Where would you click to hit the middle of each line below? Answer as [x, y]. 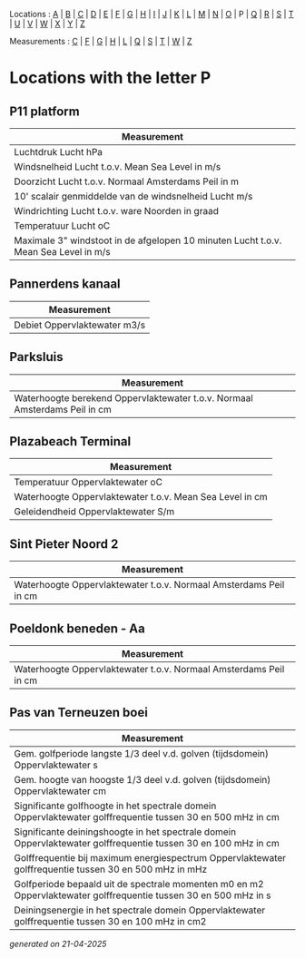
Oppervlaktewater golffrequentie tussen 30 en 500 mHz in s [143, 895]
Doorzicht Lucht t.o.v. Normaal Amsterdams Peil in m [126, 181]
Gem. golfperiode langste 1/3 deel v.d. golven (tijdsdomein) [142, 753]
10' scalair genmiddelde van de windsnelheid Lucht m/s [133, 196]
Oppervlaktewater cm [60, 791]
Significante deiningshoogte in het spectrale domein [125, 832]
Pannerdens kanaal [65, 284]
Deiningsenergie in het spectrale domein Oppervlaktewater [140, 910]
